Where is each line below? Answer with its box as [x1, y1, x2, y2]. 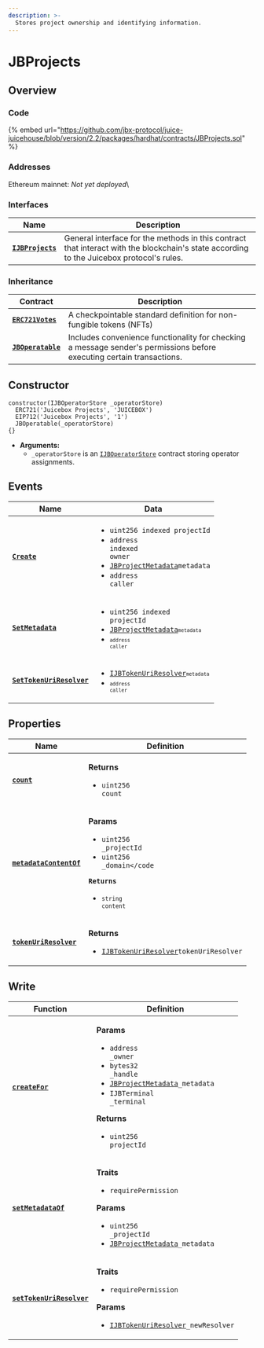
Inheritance [8, 276, 53, 287]
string [101, 894, 123, 902]
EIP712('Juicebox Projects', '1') [15, 413, 128, 421]
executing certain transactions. [68, 351, 182, 362]
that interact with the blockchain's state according [64, 242, 249, 253]
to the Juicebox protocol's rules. [64, 252, 183, 263]
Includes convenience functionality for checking [68, 332, 246, 343]
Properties [8, 717, 61, 731]
